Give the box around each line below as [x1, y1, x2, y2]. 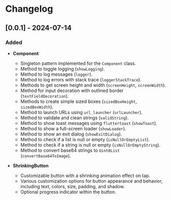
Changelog [5, 3, 53, 15]
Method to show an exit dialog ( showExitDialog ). [20, 131, 122, 137]
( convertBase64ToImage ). [20, 152, 72, 159]
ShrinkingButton [12, 162, 49, 169]
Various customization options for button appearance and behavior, [20, 177, 163, 184]
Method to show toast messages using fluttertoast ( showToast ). [20, 120, 158, 126]
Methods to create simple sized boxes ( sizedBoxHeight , [20, 98, 137, 104]
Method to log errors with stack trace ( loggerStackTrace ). [20, 76, 142, 82]
